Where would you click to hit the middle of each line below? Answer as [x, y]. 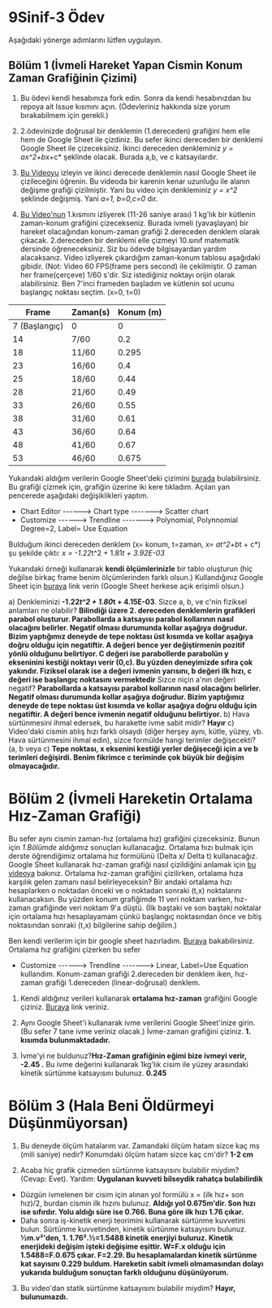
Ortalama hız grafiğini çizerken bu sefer [75, 949]
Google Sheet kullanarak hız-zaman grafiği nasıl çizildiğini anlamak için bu [132, 864]
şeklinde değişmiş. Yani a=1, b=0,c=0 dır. [89, 198]
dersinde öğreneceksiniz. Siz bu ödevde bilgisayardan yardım [123, 249]
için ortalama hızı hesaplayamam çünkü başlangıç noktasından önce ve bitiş [135, 916]
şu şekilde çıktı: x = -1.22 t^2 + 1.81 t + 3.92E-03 [86, 552]
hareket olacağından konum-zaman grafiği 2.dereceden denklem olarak [140, 231]
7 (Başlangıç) [38, 325]
